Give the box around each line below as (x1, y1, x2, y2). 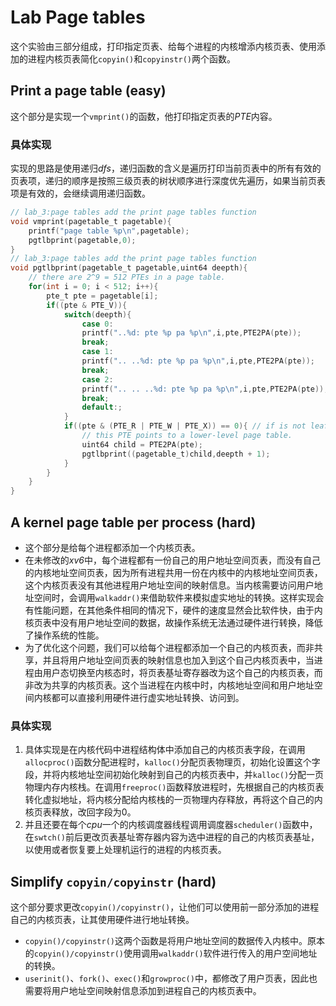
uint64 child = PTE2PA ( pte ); (81, 439, 203, 450)
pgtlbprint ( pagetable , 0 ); (28, 235, 137, 245)
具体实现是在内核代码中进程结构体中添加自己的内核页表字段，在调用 (24, 744, 306, 756)
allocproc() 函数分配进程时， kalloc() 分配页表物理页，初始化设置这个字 (24, 756, 321, 768)
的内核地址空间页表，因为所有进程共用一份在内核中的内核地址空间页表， (24, 566, 323, 578)
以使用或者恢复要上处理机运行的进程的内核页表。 (24, 844, 227, 856)
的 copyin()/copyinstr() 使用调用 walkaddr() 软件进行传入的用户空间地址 (24, 947, 318, 960)
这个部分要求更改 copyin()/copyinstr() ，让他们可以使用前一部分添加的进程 (10, 901, 320, 913)
